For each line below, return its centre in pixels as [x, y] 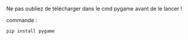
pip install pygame [31, 31]
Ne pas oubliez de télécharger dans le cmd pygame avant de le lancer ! [94, 9]
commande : [22, 20]
